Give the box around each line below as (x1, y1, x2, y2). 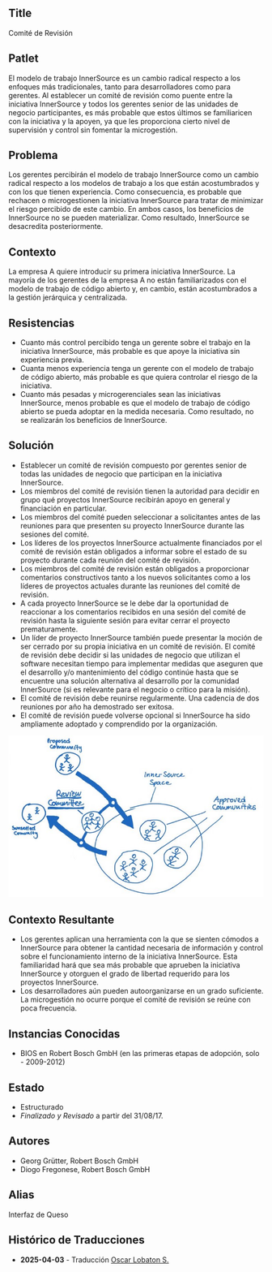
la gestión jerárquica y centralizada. (8, 292, 128, 303)
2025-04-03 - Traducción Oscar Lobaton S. (19, 1254, 169, 1265)
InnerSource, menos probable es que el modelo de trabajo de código (19, 398, 251, 408)
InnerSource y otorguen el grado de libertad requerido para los (19, 969, 231, 979)
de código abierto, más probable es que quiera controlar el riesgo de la (19, 373, 257, 382)
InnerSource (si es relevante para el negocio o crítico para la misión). (19, 684, 251, 694)
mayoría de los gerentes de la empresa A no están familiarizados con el (8, 275, 247, 285)
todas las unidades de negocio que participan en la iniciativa (19, 468, 223, 478)
